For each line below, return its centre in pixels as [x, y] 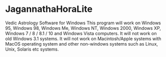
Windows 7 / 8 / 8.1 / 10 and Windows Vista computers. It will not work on [81, 33]
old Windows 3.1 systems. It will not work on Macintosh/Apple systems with [83, 39]
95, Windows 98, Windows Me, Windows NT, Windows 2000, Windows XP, [83, 28]
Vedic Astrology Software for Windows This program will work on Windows [83, 23]
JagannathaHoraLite [49, 9]
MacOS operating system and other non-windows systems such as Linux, [82, 44]
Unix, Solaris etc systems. [32, 49]
